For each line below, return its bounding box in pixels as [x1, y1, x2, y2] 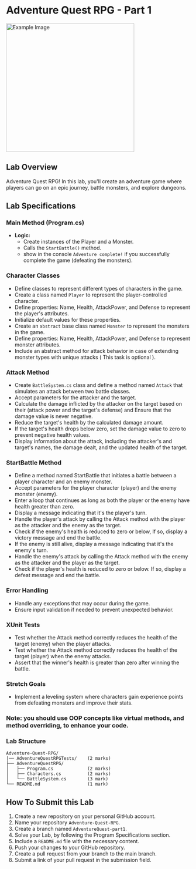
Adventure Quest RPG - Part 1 [6, 4, 152, 17]
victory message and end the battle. [14, 534, 102, 541]
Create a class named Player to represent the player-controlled [14, 291, 167, 298]
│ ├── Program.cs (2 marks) [6, 766, 111, 772]
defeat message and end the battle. [14, 572, 101, 579]
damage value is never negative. [14, 413, 93, 420]
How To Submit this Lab [6, 797, 94, 807]
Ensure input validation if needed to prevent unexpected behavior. [14, 606, 174, 613]
